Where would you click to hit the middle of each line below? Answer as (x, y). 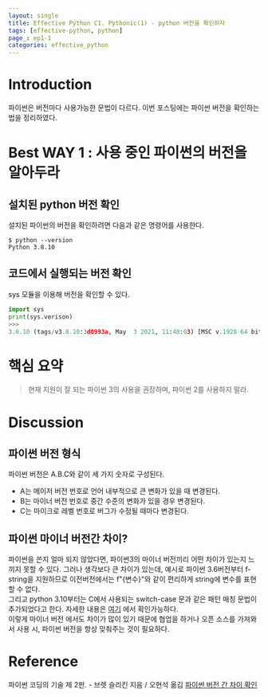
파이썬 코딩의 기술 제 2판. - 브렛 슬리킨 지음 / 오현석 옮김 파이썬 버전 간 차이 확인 (133, 685)
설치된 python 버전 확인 (64, 204)
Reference (43, 662)
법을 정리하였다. (33, 118)
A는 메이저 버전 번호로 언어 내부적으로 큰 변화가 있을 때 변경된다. (120, 491)
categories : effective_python (59, 45)
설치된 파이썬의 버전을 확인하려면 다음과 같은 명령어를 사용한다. (106, 225)
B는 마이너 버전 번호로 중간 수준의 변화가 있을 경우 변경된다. (112, 501)
